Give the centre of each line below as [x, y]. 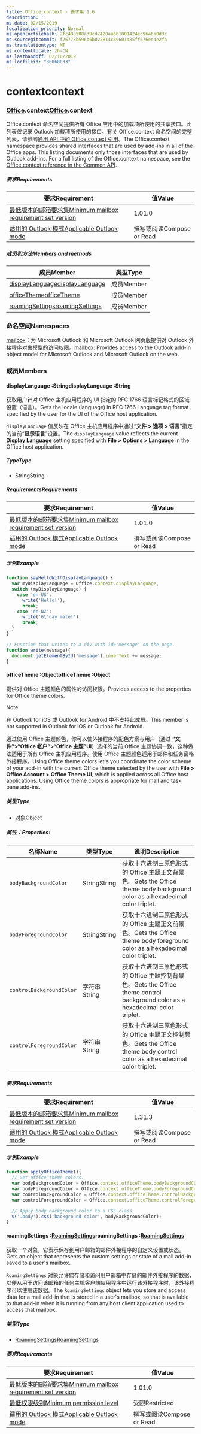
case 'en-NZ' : [34, 612]
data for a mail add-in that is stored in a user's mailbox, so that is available [98, 1297]
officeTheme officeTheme [45, 295]
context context [45, 91]
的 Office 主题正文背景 [153, 872]
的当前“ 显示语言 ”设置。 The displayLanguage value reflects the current [92, 434]
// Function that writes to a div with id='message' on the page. [91, 645]
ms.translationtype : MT [36, 46]
